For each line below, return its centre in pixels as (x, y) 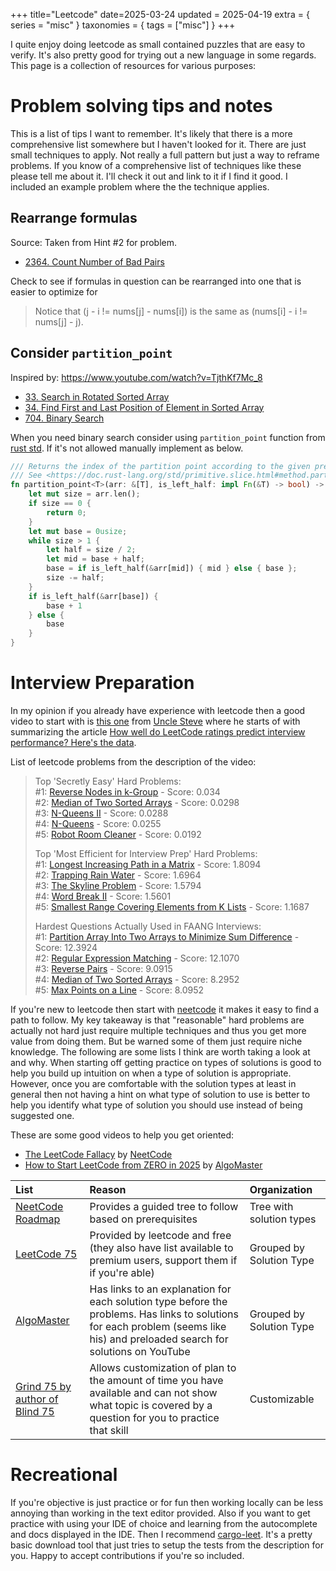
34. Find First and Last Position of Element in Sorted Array (144, 407)
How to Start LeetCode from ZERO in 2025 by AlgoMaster (143, 1165)
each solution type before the (158, 1301)
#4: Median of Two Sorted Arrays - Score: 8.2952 (137, 979)
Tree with (271, 1206)
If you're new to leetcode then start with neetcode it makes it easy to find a (165, 1009)
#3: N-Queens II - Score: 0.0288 (101, 813)
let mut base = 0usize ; (78, 531)
